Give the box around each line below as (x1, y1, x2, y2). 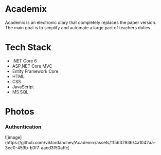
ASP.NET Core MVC (12, 63, 53, 69)
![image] (5, 135, 22, 140)
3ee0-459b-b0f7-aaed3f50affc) (5, 145, 70, 151)
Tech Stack (5, 42, 52, 53)
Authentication (5, 123, 41, 130)
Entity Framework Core (12, 68, 58, 74)
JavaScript (12, 84, 34, 90)
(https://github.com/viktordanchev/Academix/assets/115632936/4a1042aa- (5, 140, 156, 146)
